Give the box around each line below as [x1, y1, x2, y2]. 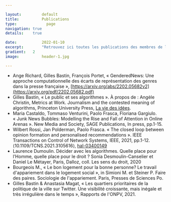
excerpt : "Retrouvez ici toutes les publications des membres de [5, 45, 163, 50]
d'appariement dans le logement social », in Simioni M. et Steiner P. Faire [12, 170, 166, 176]
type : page [5, 21, 56, 26]
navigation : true [5, 26, 42, 31]
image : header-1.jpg [5, 54, 70, 59]
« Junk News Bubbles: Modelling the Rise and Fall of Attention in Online [12, 115, 163, 122]
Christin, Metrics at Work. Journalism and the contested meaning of [12, 99, 155, 106]
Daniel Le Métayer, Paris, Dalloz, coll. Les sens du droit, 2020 [12, 158, 141, 165]
